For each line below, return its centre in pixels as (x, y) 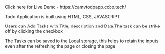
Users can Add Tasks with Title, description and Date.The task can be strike (82, 26)
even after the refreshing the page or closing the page (60, 46)
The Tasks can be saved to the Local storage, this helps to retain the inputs (82, 41)
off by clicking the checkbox (34, 31)
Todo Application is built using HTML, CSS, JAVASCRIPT (63, 16)
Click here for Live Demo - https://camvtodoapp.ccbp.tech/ (66, 7)
